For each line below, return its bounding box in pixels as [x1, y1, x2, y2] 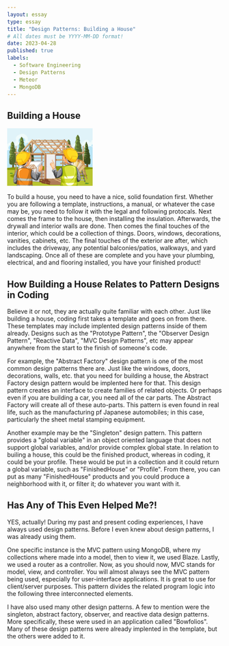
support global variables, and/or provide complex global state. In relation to [7, 443, 219, 451]
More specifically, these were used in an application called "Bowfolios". [7, 617, 208, 625]
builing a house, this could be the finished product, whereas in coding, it [7, 450, 211, 459]
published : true [7, 47, 53, 54]
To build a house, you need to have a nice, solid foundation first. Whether [7, 193, 214, 201]
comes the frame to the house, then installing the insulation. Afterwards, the [7, 215, 221, 223]
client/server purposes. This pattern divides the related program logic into [7, 582, 215, 590]
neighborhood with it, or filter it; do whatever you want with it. [7, 479, 181, 487]
